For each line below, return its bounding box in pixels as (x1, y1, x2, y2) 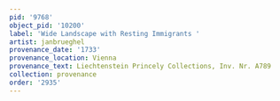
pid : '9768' (9, 12, 53, 22)
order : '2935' (9, 78, 62, 87)
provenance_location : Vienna (9, 54, 117, 62)
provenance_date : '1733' (9, 46, 101, 54)
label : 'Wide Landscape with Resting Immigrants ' (9, 29, 200, 38)
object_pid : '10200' (9, 21, 86, 30)
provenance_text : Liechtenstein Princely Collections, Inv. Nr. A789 (9, 62, 272, 71)
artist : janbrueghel (9, 37, 86, 47)
